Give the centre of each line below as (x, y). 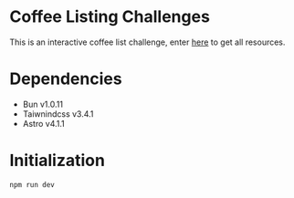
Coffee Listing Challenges (110, 17)
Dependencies (66, 79)
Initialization (57, 161)
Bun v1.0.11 (43, 104)
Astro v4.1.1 (44, 123)
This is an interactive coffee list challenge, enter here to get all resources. (147, 42)
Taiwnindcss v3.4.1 (58, 114)
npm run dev (32, 184)
